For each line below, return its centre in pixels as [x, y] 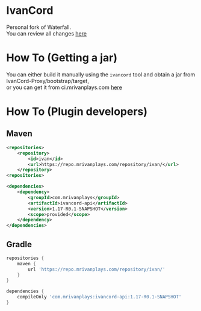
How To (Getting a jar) [62, 58]
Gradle [19, 244]
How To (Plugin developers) [77, 112]
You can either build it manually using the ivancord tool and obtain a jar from [101, 74]
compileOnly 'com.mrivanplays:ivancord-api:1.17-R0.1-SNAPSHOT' [99, 297]
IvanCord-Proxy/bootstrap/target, [48, 81]
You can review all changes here [47, 33]
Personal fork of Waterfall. [39, 27]
